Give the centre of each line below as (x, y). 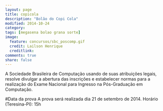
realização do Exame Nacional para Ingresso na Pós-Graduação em (74, 84)
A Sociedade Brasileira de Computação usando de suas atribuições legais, (81, 74)
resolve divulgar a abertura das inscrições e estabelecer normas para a (78, 79)
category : (15, 28)
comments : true (21, 55)
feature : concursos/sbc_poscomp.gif (47, 42)
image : (12, 37)
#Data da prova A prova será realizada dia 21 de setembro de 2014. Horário (81, 99)
